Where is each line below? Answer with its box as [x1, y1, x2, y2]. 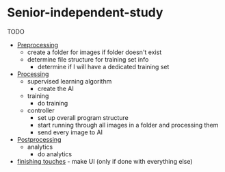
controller [27, 106, 55, 114]
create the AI [37, 84, 74, 93]
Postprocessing [16, 135, 62, 143]
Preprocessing [16, 40, 59, 49]
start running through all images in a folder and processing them [37, 121, 219, 129]
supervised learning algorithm [27, 77, 112, 85]
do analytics [37, 149, 72, 158]
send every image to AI [37, 128, 103, 136]
